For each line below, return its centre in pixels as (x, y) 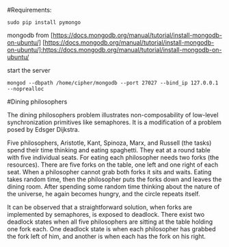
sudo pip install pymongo (44, 23)
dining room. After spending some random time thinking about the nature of (113, 187)
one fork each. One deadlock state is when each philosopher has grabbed (111, 229)
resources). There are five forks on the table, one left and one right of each (113, 165)
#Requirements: (29, 10)
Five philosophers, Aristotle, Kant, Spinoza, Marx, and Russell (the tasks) (109, 143)
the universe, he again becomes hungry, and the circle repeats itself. (104, 194)
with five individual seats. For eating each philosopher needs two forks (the (113, 157)
